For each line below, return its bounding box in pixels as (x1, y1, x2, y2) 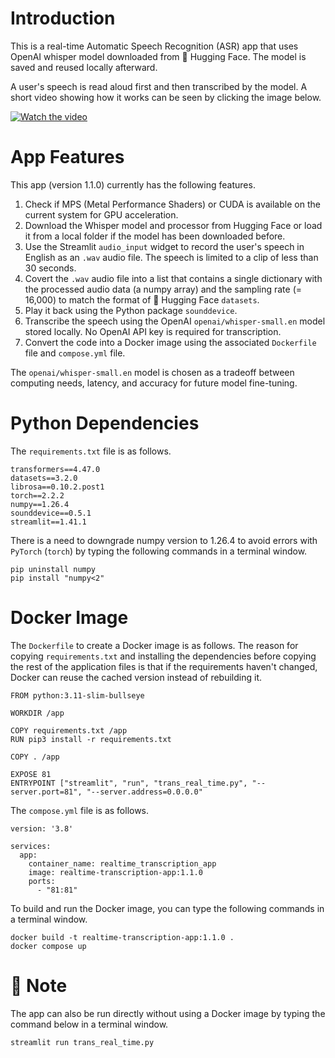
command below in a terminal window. (10, 1018, 169, 1030)
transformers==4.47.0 (10, 464, 101, 474)
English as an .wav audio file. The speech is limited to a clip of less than (24, 251, 319, 263)
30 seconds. (24, 262, 77, 274)
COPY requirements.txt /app (10, 725, 128, 736)
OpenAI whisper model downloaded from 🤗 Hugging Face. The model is (10, 50, 307, 62)
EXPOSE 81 (10, 769, 52, 779)
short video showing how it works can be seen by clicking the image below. (10, 91, 322, 103)
